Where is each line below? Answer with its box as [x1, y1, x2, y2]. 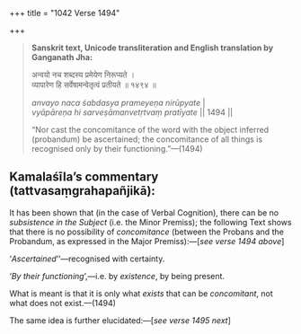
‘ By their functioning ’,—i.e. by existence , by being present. [9, 270, 226, 281]
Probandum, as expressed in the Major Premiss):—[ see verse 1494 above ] [9, 235, 285, 246]
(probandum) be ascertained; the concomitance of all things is [31, 134, 263, 145]
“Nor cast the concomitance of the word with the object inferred [31, 125, 270, 135]
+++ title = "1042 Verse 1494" [9, 8, 120, 18]
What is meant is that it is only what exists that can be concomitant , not [9, 287, 273, 299]
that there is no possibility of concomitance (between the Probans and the [9, 226, 285, 237]
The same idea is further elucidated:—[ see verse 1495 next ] [9, 314, 232, 326]
